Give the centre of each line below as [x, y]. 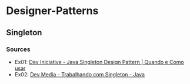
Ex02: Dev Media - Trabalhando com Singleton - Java [80, 74]
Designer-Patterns [52, 11]
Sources [18, 49]
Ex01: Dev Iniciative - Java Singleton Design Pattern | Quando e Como [99, 62]
